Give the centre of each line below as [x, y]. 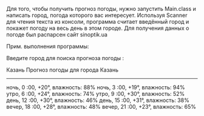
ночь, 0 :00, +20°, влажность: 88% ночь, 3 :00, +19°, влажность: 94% [96, 87]
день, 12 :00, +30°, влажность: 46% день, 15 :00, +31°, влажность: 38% [98, 100]
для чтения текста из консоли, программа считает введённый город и [98, 22]
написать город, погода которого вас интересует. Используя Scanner [97, 15]
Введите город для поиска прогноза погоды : [65, 58]
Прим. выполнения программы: [48, 46]
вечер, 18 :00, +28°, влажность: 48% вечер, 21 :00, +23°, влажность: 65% [101, 107]
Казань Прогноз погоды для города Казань [63, 70]
